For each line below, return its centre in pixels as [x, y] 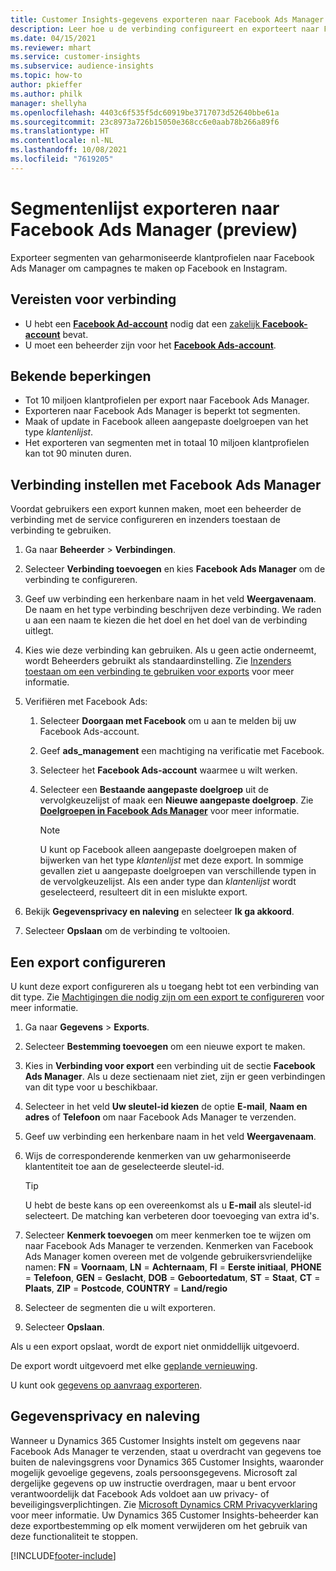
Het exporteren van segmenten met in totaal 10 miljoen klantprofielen [167, 443]
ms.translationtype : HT [60, 131]
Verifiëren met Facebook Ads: [86, 702]
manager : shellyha [48, 103]
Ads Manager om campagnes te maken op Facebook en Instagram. [149, 268]
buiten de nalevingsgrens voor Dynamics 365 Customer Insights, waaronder [167, 1462]
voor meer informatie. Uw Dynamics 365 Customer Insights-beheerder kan [164, 1515]
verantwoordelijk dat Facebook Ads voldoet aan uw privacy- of [140, 1493]
